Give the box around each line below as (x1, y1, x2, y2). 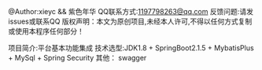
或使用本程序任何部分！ (8, 27, 84, 35)
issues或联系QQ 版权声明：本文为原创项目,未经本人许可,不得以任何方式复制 (8, 17, 253, 26)
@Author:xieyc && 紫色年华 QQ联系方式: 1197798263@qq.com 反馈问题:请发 (8, 7, 254, 16)
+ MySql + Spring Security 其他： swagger (8, 53, 147, 62)
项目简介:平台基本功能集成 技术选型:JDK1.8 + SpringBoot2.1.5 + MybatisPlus (8, 43, 254, 53)
